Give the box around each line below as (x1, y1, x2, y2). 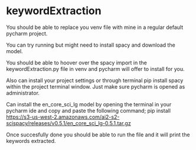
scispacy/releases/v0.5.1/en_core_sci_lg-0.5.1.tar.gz (6, 119, 131, 126)
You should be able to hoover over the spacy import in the (6, 59, 148, 66)
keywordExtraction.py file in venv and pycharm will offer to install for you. (6, 65, 185, 72)
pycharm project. (6, 30, 48, 37)
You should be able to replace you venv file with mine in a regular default (6, 24, 184, 31)
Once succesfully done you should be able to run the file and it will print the (6, 131, 190, 138)
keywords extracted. (6, 137, 56, 144)
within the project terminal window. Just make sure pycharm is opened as (6, 83, 185, 90)
